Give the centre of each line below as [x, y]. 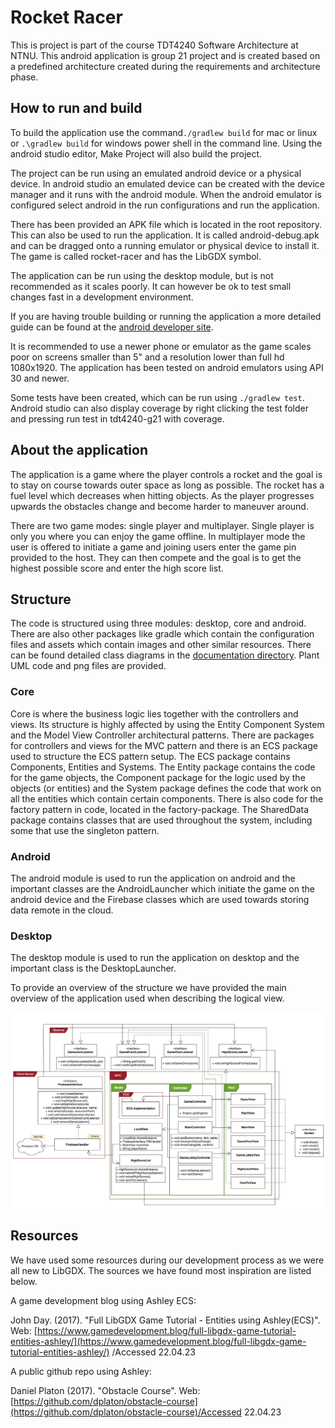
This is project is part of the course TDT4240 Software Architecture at [154, 45]
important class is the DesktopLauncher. [93, 968]
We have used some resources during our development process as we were [167, 1260]
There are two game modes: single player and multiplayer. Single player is [162, 525]
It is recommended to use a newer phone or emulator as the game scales [161, 346]
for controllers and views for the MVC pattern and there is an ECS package [164, 745]
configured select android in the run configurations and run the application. [165, 205]
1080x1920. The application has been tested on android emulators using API [167, 367]
